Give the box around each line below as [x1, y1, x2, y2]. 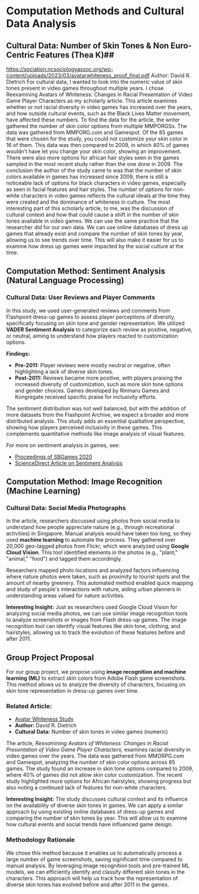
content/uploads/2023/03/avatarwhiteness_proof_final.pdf [6, 72, 150, 79]
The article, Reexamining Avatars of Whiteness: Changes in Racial [6, 740, 168, 747]
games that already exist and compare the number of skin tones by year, [6, 230, 184, 237]
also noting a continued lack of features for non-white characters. [6, 784, 168, 791]
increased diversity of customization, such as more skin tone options [14, 380, 184, 387]
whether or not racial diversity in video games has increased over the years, [6, 104, 192, 111]
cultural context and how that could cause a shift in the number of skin [6, 211, 179, 218]
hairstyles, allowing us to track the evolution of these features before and [6, 629, 185, 636]
